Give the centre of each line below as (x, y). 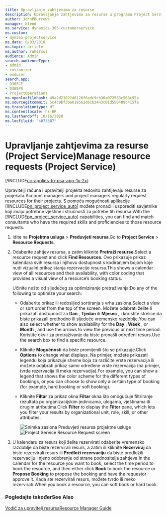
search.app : (17, 79)
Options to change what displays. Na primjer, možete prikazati (84, 355)
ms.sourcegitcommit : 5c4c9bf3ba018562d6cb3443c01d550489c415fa (72, 103)
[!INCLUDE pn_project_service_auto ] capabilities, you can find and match (80, 217)
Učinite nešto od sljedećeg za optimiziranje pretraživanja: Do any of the (85, 288)
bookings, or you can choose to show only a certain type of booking (90, 381)
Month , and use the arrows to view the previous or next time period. (90, 329)
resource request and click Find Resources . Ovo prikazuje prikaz (79, 257)
